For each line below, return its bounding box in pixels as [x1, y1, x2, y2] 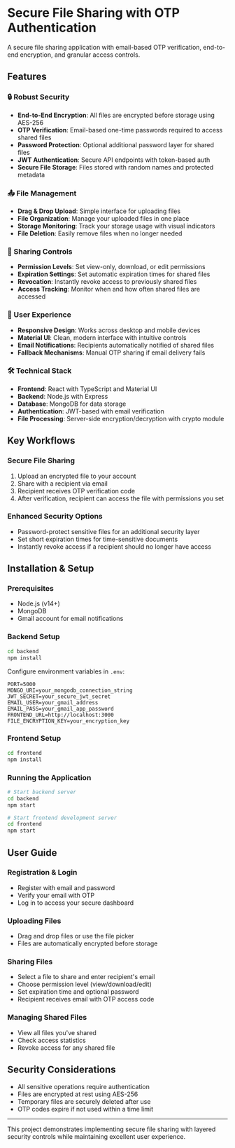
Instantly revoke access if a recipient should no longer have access [17, 542, 212, 551]
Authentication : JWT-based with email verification [17, 406, 164, 415]
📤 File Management [7, 188, 77, 198]
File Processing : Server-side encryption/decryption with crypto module [17, 414, 225, 423]
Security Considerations [7, 1064, 117, 1076]
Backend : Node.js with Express [17, 392, 108, 400]
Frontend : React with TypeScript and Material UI [17, 384, 157, 393]
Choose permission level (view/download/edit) [17, 980, 152, 989]
